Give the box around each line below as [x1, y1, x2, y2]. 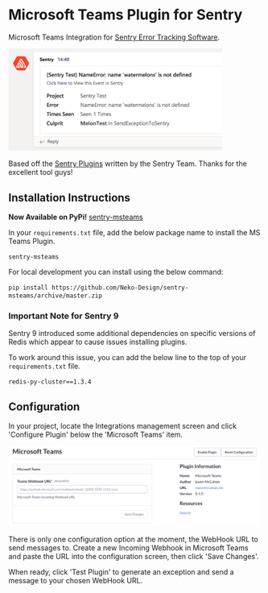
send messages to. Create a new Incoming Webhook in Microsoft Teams [8, 542, 249, 553]
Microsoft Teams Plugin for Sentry [8, 6, 243, 24]
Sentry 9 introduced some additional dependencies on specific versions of [8, 329, 256, 338]
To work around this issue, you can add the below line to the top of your [8, 353, 247, 363]
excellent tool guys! [8, 168, 73, 177]
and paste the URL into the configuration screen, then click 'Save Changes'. [8, 551, 259, 561]
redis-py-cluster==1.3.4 [8, 378, 92, 386]
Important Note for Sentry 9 [8, 310, 119, 321]
